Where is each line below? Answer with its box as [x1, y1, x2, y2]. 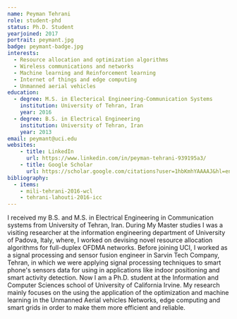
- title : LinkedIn [20, 148, 74, 155]
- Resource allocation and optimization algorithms [13, 56, 169, 64]
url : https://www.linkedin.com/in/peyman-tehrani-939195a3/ [25, 155, 207, 162]
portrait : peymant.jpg [7, 37, 74, 44]
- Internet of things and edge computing [13, 76, 138, 83]
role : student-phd [7, 17, 61, 24]
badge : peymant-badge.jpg [7, 43, 83, 50]
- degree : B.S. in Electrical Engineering [13, 115, 140, 122]
